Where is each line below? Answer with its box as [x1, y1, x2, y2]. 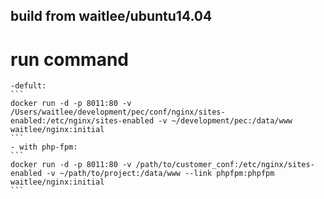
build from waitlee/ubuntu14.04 [10, 8, 213, 25]
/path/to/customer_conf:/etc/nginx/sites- [135, 160, 315, 170]
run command [10, 48, 129, 71]
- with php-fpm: [10, 142, 78, 153]
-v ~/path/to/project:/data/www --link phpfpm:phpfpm [46, 169, 275, 179]
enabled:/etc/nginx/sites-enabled [10, 116, 155, 126]
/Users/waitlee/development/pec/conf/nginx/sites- [10, 107, 226, 118]
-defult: [10, 81, 47, 91]
